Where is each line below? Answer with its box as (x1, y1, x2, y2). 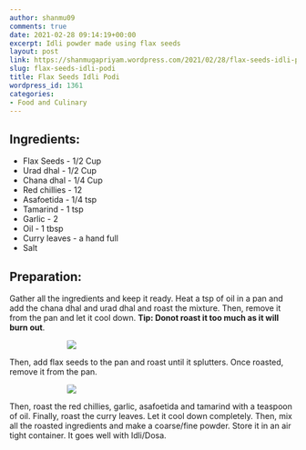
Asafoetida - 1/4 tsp (22, 195, 97, 205)
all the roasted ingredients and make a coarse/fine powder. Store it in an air (9, 420, 291, 431)
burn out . (9, 322, 46, 333)
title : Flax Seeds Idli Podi (9, 73, 120, 82)
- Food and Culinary (9, 97, 88, 107)
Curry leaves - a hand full (22, 233, 118, 244)
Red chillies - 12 (22, 185, 83, 195)
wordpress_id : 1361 (9, 81, 84, 90)
